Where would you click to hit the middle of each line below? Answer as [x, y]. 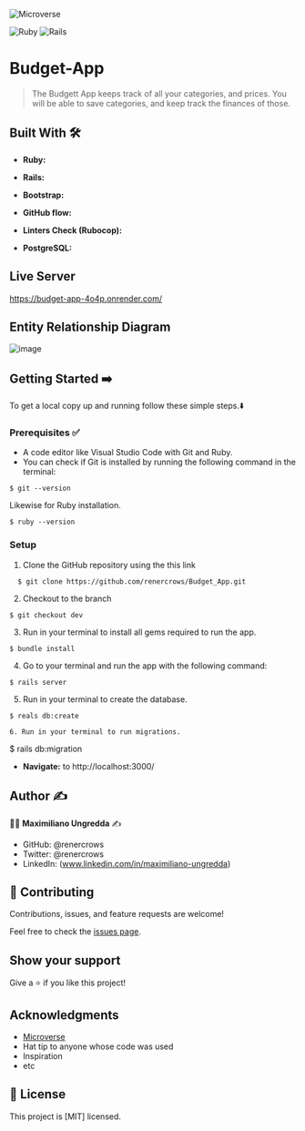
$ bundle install [42, 648]
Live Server [42, 276]
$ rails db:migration [46, 749]
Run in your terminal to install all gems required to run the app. [139, 632]
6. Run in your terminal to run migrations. [95, 732]
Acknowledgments [65, 1015]
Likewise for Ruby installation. [65, 505]
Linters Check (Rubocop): [72, 230]
